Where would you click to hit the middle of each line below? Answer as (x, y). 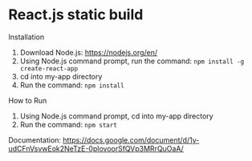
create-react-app (49, 68)
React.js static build (76, 15)
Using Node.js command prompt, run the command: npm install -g (132, 61)
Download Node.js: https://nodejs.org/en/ (89, 52)
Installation (26, 37)
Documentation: (35, 140)
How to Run (28, 100)
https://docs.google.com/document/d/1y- (131, 140)
